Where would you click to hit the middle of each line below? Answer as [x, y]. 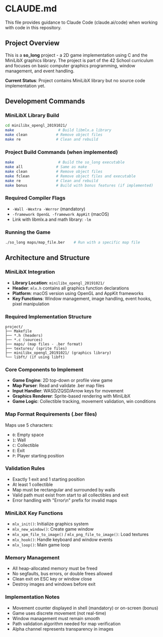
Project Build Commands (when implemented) [61, 152]
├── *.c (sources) [24, 340]
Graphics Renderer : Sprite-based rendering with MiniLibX [71, 396]
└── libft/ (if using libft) [35, 357]
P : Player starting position [38, 455]
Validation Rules [25, 468]
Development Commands [45, 101]
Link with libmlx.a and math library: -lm [52, 219]
